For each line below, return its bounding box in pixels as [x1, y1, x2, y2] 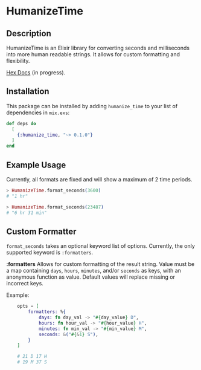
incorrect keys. [6, 280, 43, 287]
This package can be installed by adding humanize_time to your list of [6, 102, 178, 109]
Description [6, 28, 51, 39]
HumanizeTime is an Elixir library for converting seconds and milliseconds [6, 44, 190, 51]
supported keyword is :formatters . [6, 249, 94, 256]
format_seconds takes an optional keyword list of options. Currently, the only [6, 242, 195, 250]
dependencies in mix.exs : [6, 109, 70, 116]
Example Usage [6, 160, 66, 170]
